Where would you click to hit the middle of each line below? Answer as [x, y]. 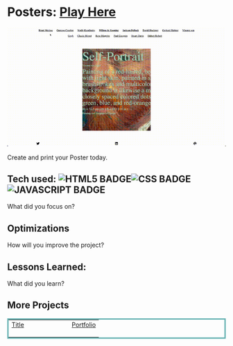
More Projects [38, 305]
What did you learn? [36, 283]
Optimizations [38, 228]
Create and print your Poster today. [58, 157]
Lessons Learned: [47, 267]
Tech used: [32, 179]
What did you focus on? [41, 207]
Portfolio [84, 325]
